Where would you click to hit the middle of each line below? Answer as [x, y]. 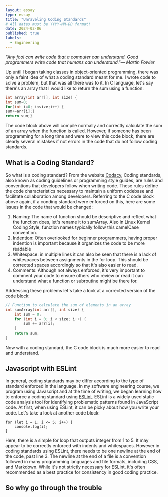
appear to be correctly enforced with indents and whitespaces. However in [82, 445]
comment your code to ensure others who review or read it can [78, 275]
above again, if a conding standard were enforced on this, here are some [80, 201]
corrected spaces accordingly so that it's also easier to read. [75, 265]
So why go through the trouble [54, 488]
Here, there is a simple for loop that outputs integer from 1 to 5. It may [77, 440]
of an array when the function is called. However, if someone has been [78, 131]
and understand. [22, 353]
